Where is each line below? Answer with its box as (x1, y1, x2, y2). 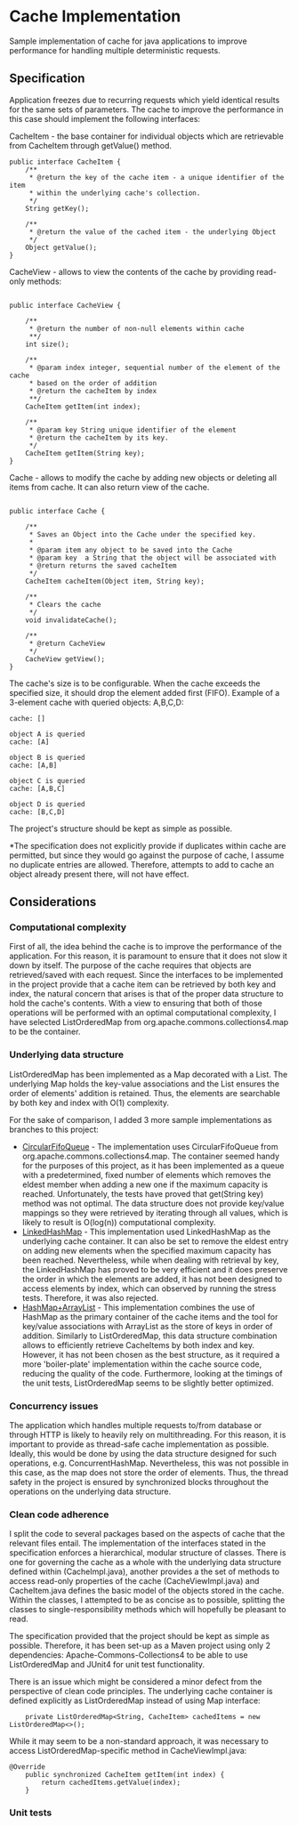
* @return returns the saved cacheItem (28, 561, 177, 570)
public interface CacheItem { (9, 157, 122, 166)
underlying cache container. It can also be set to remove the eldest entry (21, 1235, 289, 1247)
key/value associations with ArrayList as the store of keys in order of (21, 1320, 273, 1331)
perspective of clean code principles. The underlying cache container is (9, 1686, 273, 1697)
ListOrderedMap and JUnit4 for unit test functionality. (9, 1659, 205, 1670)
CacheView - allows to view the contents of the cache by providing (9, 266, 255, 277)
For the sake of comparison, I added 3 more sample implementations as (9, 1114, 273, 1125)
